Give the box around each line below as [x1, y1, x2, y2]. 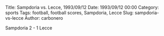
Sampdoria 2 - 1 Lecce [5, 25, 52, 31]
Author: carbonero [24, 15, 63, 21]
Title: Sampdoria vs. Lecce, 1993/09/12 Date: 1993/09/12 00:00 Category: [5, 5, 159, 10]
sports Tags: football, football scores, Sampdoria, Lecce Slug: [5, 10, 134, 16]
